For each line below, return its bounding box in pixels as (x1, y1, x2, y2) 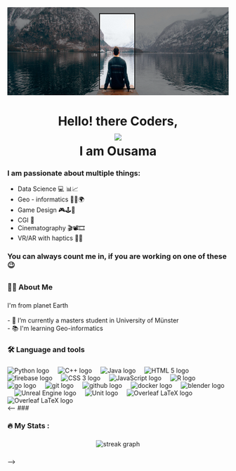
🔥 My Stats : (7, 421, 50, 431)
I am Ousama (79, 144, 157, 159)
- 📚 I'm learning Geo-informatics (7, 324, 103, 332)
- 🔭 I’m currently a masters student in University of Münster (7, 316, 179, 325)
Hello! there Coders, (58, 113, 178, 130)
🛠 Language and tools (7, 344, 86, 354)
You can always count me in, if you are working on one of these (7, 251, 227, 261)
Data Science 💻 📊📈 (17, 184, 79, 193)
